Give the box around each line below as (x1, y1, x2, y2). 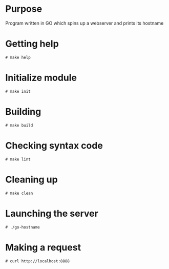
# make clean (5, 191, 33, 196)
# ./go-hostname (5, 224, 40, 230)
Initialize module (5, 72, 77, 84)
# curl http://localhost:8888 (5, 258, 70, 264)
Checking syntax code (5, 139, 103, 151)
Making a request (5, 241, 81, 253)
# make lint (5, 157, 31, 162)
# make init (5, 89, 31, 94)
